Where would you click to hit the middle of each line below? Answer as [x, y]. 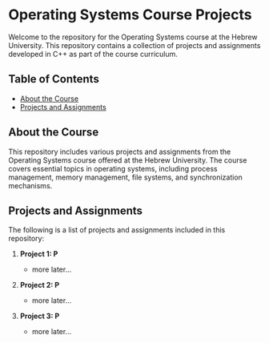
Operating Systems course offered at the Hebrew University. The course [128, 160]
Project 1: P [39, 254]
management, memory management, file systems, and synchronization [125, 177]
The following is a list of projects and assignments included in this [117, 230]
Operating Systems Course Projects [130, 15]
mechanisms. [30, 185]
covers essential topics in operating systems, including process [113, 168]
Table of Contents [54, 79]
